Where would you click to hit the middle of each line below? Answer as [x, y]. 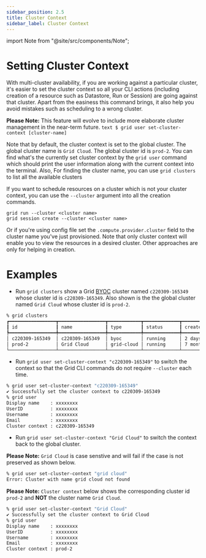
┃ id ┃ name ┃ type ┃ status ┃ [94, 327]
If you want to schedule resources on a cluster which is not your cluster [97, 189]
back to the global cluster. [48, 444]
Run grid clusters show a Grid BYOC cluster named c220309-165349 [102, 292]
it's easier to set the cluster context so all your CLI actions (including [93, 89]
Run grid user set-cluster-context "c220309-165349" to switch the [101, 362]
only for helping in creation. [41, 250]
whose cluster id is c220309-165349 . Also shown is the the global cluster [105, 298]
